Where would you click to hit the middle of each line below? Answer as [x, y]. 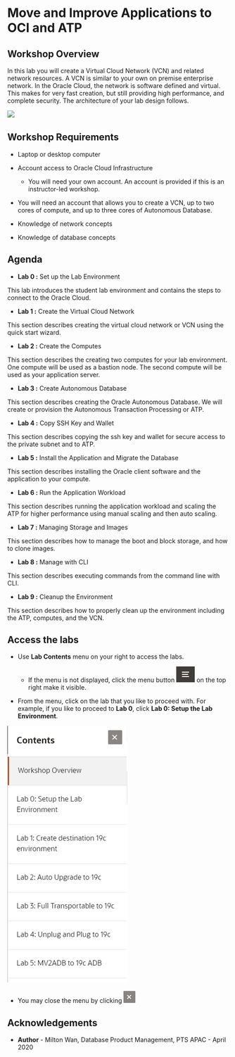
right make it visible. [57, 688]
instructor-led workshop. [64, 189]
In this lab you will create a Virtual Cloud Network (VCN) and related [106, 71]
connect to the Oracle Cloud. [49, 298]
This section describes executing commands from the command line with [114, 576]
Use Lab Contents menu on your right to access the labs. [101, 657]
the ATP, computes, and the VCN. [56, 618]
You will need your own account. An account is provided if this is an [126, 182]
